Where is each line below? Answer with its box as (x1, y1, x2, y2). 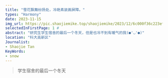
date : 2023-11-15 (5, 16, 41, 21)
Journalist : (5, 40, 30, 45)
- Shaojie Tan (5, 44, 35, 49)
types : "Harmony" (5, 12, 41, 17)
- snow (5, 53, 19, 59)
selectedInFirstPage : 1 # (5, 26, 59, 31)
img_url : (5, 21, 23, 26)
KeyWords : (5, 49, 26, 54)
